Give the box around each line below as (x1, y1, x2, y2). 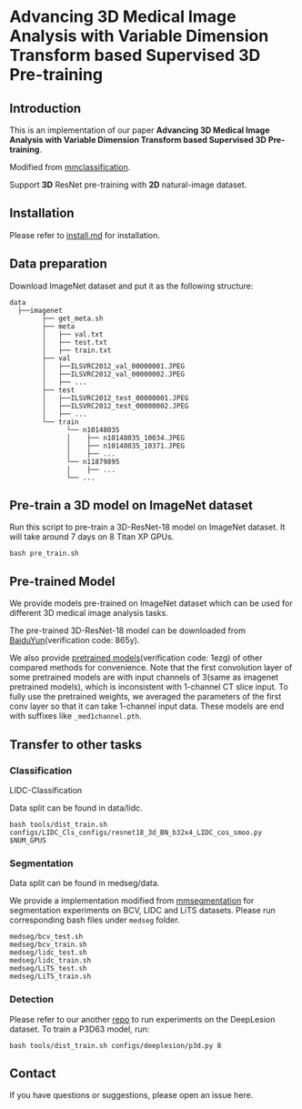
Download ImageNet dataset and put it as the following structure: (9, 280, 254, 291)
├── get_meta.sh (42, 314, 104, 323)
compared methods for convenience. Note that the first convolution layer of (9, 662, 293, 673)
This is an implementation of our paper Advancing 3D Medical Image (9, 125, 270, 136)
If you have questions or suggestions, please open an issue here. (9, 1090, 254, 1101)
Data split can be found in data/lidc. (9, 802, 143, 813)
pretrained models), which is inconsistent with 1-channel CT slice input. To (9, 681, 288, 692)
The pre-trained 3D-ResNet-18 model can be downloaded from (9, 625, 246, 636)
